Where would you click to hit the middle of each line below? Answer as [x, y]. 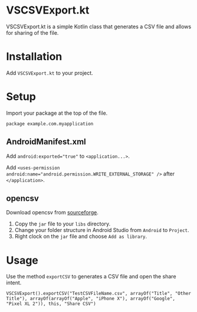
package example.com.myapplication [50, 124]
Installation [34, 57]
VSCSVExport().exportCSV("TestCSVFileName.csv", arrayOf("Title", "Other [99, 294]
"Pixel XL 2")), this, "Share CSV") [51, 304]
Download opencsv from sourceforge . [52, 213]
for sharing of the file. [32, 32]
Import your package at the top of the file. [57, 113]
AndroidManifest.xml [46, 142]
